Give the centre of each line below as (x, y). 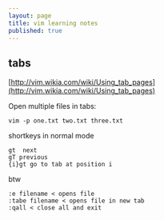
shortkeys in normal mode (51, 136)
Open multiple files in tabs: (52, 106)
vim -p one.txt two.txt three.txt (66, 121)
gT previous (28, 158)
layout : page (30, 16)
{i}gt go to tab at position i (60, 165)
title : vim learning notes (53, 23)
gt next (23, 150)
